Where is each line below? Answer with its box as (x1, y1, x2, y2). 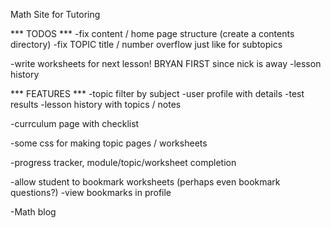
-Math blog (10, 206, 57, 218)
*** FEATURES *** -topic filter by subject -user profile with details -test (10, 88, 305, 99)
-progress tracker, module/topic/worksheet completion (10, 157, 237, 168)
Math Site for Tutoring (10, 9, 101, 20)
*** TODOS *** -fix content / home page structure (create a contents (10, 28, 295, 39)
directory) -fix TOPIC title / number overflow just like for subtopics (10, 39, 283, 50)
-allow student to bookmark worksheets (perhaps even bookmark (10, 176, 281, 188)
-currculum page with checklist (10, 118, 140, 129)
